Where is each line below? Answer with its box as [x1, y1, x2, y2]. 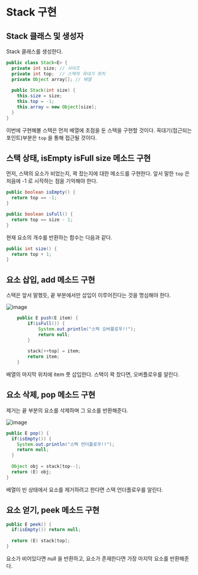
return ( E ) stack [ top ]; [11, 538, 70, 544]
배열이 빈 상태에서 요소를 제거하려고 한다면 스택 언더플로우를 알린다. [6, 486, 164, 493]
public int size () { [6, 245, 58, 252]
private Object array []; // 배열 [11, 76, 92, 82]
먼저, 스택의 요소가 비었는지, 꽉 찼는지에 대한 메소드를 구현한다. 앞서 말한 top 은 [6, 170, 190, 177]
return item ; [27, 354, 60, 360]
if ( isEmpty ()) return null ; [11, 527, 81, 533]
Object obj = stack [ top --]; [11, 464, 81, 470]
